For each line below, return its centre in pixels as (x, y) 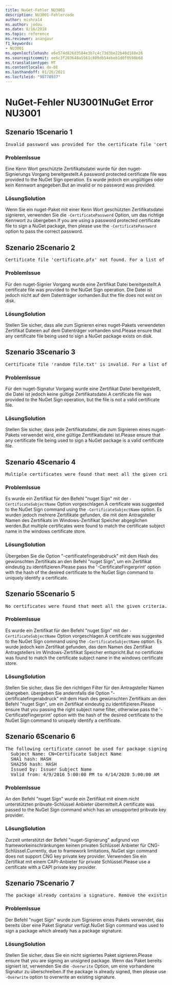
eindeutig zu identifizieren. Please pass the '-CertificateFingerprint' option (83, 567)
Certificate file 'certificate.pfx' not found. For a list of (85, 260)
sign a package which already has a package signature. (64, 931)
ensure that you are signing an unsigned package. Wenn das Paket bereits (84, 960)
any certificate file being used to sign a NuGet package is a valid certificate (84, 440)
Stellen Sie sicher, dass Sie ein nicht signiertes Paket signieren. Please (79, 955)
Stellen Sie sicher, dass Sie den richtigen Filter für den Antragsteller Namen (85, 688)
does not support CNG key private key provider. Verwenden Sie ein (76, 856)
